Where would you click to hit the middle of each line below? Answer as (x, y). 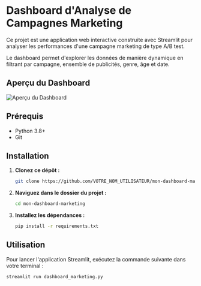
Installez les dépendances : (50, 215)
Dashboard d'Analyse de (69, 10)
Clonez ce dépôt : (37, 170)
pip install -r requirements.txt (57, 226)
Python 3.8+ (30, 131)
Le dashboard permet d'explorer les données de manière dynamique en (95, 58)
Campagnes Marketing (64, 23)
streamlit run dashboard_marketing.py (55, 276)
